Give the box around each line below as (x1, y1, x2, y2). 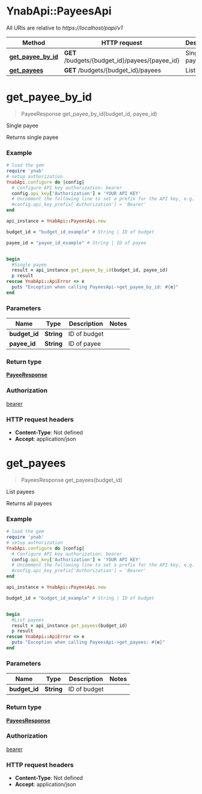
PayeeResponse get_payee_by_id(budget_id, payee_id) (20, 110, 158, 117)
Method (22, 38, 46, 46)
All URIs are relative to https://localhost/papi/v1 (6, 24, 123, 31)
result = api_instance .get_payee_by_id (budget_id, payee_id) (11, 267, 168, 273)
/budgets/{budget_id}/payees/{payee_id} (64, 56, 180, 65)
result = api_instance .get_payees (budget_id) (11, 623, 128, 629)
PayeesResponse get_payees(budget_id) (20, 476, 123, 483)
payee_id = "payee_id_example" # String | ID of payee (6, 240, 147, 246)
